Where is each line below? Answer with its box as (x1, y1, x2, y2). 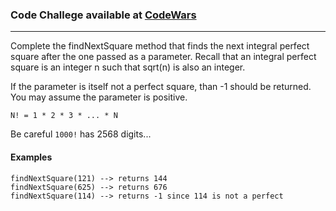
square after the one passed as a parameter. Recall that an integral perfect (10, 51, 317, 63)
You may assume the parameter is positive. (10, 91, 188, 103)
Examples (10, 151, 53, 163)
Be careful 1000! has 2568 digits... (10, 128, 152, 140)
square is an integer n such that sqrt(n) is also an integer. (10, 61, 246, 73)
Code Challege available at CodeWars (10, 8, 197, 22)
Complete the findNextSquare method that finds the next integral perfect (10, 40, 310, 52)
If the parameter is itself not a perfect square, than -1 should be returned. (10, 81, 312, 93)
